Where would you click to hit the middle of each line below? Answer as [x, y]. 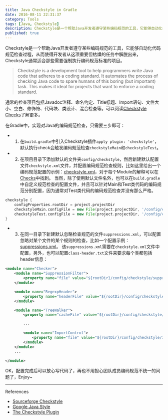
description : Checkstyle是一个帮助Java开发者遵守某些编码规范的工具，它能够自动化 [84, 29]
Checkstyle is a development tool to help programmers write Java [85, 70]
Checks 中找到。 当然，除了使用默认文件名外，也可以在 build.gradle [90, 178]
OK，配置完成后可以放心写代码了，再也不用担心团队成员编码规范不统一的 [81, 371]
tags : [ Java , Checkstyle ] [32, 24]
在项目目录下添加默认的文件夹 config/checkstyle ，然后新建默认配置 [89, 159]
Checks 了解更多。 [24, 115]
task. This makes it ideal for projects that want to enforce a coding [85, 86]
